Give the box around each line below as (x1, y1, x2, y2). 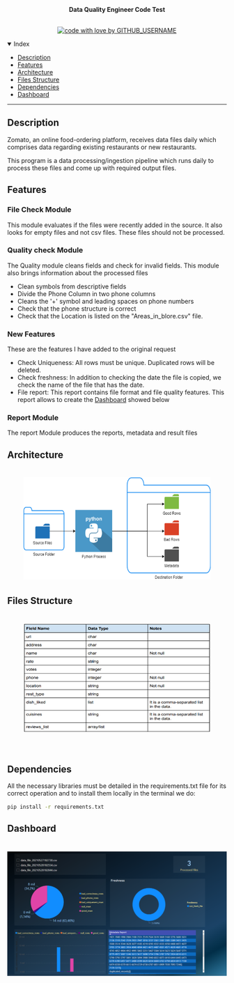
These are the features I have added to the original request (7, 345, 176, 353)
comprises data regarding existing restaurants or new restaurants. (7, 143, 197, 151)
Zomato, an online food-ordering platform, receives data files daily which (7, 135, 217, 144)
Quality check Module (7, 245, 84, 255)
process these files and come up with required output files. (7, 164, 176, 172)
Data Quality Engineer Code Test (68, 6, 166, 13)
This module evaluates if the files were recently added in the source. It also (7, 221, 223, 229)
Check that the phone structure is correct (17, 304, 136, 313)
